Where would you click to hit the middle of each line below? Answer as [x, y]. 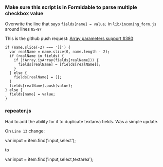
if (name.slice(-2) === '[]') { [38, 48]
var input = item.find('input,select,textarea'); [49, 159]
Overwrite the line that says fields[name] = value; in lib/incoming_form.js [81, 24]
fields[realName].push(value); [41, 86]
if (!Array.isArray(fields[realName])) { [56, 60]
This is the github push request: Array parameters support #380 [69, 38]
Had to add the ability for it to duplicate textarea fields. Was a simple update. [82, 121]
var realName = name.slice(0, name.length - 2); [60, 52]
